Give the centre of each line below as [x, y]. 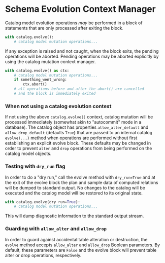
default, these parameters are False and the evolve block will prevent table [81, 250]
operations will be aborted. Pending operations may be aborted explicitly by [82, 56]
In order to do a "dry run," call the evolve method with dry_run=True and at [80, 177]
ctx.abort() [35, 84]
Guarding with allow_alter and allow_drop [56, 229]
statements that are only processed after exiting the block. [64, 28]
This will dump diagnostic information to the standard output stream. [75, 216]
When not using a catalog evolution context [58, 106]
